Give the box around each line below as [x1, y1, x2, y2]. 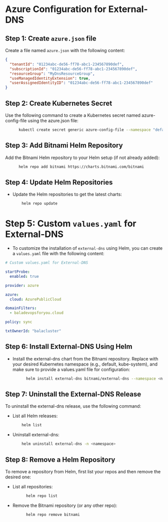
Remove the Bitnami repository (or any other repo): [12, 502, 117, 508]
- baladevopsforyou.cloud [9, 310, 64, 315]
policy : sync [5, 319, 32, 324]
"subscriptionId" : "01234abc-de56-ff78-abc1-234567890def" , [9, 66, 137, 71]
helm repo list [25, 493, 57, 498]
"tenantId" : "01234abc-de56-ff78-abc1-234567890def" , [9, 62, 124, 67]
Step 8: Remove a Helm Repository [5, 455, 115, 464]
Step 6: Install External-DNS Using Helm [5, 342, 132, 351]
